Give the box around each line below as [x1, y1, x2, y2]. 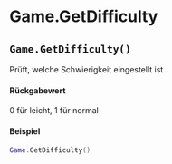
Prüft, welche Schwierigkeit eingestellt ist [9, 64, 164, 74]
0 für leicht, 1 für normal [9, 105, 100, 116]
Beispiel [9, 125, 41, 137]
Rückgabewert [9, 84, 66, 96]
